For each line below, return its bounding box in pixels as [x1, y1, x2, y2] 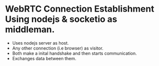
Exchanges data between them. [12, 55, 77, 61]
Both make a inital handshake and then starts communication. [12, 50, 137, 56]
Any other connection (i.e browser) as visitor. [12, 45, 104, 51]
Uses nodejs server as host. [12, 40, 69, 46]
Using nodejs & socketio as [5, 14, 117, 25]
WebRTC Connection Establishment [5, 3, 155, 15]
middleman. [5, 24, 55, 35]
